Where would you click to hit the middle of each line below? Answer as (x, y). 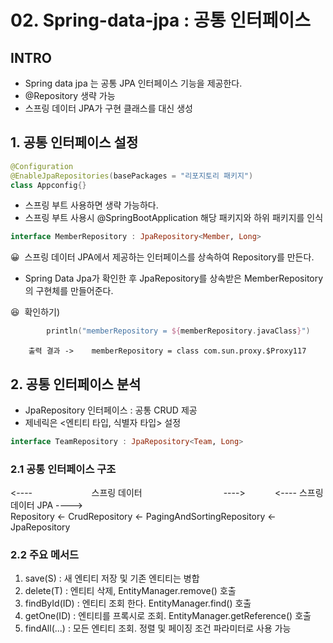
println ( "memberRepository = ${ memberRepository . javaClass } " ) (178, 331)
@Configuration (42, 166)
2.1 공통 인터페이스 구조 (63, 469)
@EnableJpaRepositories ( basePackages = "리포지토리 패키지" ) (132, 176)
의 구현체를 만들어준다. (69, 291)
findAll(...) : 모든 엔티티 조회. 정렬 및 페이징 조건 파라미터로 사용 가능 (158, 628)
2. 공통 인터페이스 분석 (76, 384)
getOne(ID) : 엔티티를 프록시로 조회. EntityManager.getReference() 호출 (168, 616)
